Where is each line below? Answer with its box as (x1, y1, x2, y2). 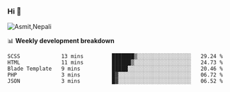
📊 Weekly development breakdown (7, 37, 115, 45)
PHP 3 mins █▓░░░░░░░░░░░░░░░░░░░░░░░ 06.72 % (7, 71, 223, 79)
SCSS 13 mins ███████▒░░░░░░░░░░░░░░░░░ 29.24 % (7, 53, 223, 60)
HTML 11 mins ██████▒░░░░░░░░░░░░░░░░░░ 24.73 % (7, 59, 223, 67)
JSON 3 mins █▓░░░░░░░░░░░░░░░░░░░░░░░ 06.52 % (7, 78, 223, 85)
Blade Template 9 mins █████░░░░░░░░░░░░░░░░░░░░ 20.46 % (7, 65, 223, 73)
